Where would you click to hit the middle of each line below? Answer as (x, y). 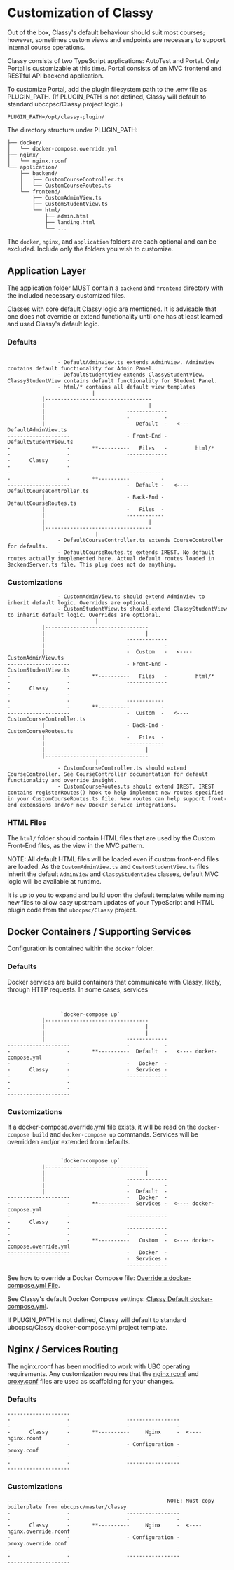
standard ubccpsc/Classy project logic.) (65, 104)
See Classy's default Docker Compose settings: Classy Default (98, 1299)
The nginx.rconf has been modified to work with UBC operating (99, 1366)
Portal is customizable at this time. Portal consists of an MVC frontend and (115, 68)
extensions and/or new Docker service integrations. (98, 805)
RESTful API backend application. (55, 76)
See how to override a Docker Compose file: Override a (87, 1278)
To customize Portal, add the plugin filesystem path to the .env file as (107, 89)
